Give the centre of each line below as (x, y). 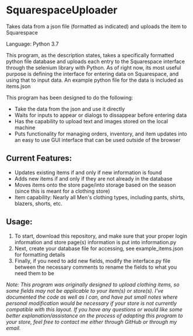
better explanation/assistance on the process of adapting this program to (94, 316)
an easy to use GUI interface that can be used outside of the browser (97, 140)
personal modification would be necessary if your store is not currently (92, 303)
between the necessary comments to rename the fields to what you (96, 267)
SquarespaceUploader (62, 10)
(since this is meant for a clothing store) (62, 191)
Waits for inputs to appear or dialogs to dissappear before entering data (101, 115)
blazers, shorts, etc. (38, 203)
